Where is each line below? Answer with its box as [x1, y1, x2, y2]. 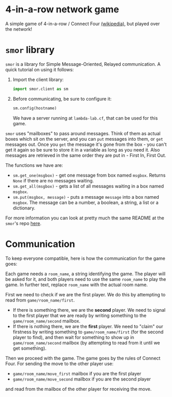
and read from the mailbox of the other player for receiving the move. [5, 386, 152, 392]
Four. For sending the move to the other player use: [5, 361, 114, 367]
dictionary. [12, 204, 36, 211]
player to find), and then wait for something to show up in [12, 334, 135, 340]
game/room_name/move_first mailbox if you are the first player [12, 370, 141, 376]
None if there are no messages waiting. [12, 177, 94, 183]
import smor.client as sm [12, 86, 68, 91]
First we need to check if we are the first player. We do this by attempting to [5, 291, 166, 297]
